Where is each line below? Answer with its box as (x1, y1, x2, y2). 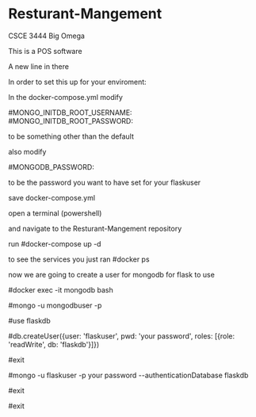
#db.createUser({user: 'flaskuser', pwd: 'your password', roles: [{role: (8, 331, 235, 341)
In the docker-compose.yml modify (8, 92, 123, 101)
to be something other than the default (8, 132, 135, 141)
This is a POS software (8, 46, 82, 55)
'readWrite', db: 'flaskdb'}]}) (8, 339, 100, 349)
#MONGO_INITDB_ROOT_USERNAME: (8, 108, 132, 117)
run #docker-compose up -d (8, 239, 101, 248)
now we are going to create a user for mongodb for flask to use (8, 270, 216, 279)
